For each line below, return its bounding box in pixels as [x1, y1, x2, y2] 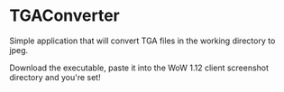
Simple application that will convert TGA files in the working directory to [9, 35, 276, 46]
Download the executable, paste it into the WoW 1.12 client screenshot [9, 62, 269, 73]
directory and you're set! [9, 71, 101, 82]
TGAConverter [9, 5, 120, 26]
